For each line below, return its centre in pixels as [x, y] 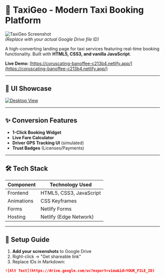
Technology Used [71, 185]
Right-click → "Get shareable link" [47, 256]
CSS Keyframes [59, 201]
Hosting [17, 217]
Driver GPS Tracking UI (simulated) [48, 143]
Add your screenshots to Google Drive [52, 252]
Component [22, 185]
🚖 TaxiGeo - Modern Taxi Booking [74, 10]
